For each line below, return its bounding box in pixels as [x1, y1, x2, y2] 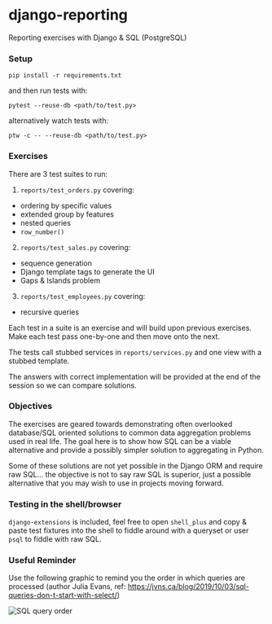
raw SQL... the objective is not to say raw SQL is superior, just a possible [8, 469, 252, 479]
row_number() [20, 228, 65, 236]
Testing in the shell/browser [8, 499, 122, 510]
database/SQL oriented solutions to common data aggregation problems [8, 428, 252, 437]
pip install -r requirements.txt [8, 72, 122, 80]
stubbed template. [8, 356, 70, 366]
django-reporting [8, 6, 129, 24]
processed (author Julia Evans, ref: [8, 582, 126, 591]
